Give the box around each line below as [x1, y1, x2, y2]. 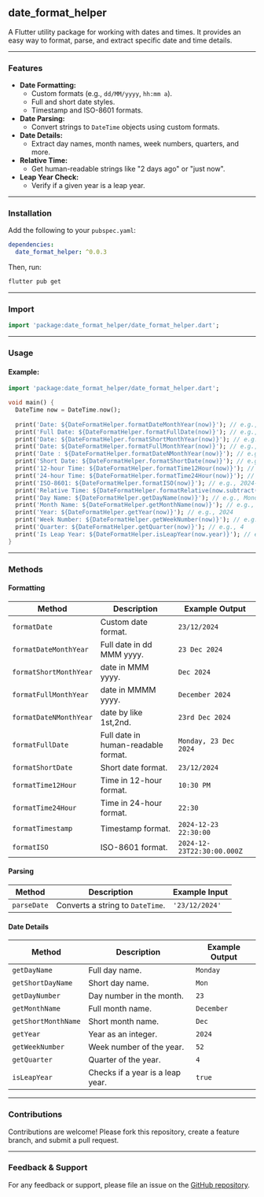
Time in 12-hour [100, 774, 163, 785]
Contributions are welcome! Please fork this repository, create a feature [8, 1127, 240, 1136]
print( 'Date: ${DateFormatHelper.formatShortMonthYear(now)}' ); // [15, 435, 241, 443]
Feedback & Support [8, 1162, 88, 1173]
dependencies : [8, 241, 55, 249]
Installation [8, 208, 53, 219]
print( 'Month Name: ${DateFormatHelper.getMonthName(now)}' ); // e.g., [15, 501, 255, 509]
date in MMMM [100, 684, 156, 695]
